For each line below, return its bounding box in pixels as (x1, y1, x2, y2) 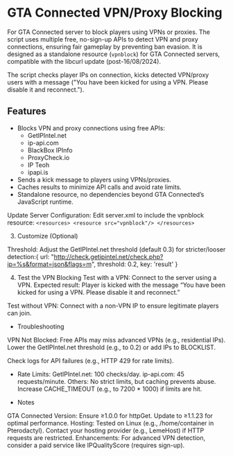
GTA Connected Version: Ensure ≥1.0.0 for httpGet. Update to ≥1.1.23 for (7, 411, 214, 420)
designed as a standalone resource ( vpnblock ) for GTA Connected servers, (7, 50, 221, 58)
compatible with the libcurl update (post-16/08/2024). (7, 57, 162, 65)
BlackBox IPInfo (27, 146, 73, 154)
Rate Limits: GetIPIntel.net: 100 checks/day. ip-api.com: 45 (17, 369, 185, 378)
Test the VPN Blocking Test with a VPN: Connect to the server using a (17, 273, 217, 281)
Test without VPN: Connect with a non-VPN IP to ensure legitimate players (7, 301, 219, 310)
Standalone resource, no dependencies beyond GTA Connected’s (17, 190, 205, 198)
